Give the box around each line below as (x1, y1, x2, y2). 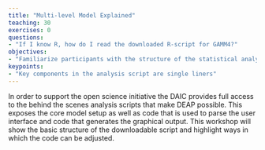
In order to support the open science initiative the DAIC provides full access (8, 91, 254, 101)
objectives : (8, 48, 47, 56)
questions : (8, 33, 44, 42)
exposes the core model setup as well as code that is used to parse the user (8, 108, 256, 118)
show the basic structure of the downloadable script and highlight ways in (8, 125, 248, 134)
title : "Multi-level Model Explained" (8, 11, 136, 20)
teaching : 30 (8, 19, 51, 27)
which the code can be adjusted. (8, 133, 114, 142)
